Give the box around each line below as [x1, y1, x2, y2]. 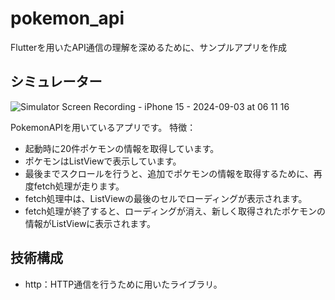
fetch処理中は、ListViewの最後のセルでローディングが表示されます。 [24, 192, 308, 204]
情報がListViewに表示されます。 [24, 217, 156, 229]
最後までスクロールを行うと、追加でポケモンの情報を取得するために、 [24, 167, 314, 179]
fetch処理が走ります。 [33, 180, 125, 192]
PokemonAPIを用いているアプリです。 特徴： [10, 121, 197, 133]
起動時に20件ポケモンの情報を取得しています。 [24, 142, 220, 154]
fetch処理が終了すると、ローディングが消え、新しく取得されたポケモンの [24, 205, 326, 217]
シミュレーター [10, 73, 103, 91]
